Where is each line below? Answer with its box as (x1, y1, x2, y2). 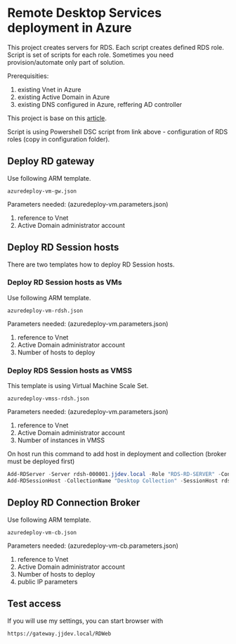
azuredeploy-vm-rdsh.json (7, 307, 83, 314)
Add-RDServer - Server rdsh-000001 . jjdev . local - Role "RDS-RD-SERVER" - (7, 471, 221, 478)
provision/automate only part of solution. (7, 58, 125, 66)
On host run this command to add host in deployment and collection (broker (7, 450, 227, 458)
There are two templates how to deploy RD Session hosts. (7, 260, 175, 269)
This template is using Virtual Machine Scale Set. (7, 382, 149, 390)
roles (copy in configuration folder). (7, 135, 110, 143)
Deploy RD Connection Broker (7, 497, 140, 509)
